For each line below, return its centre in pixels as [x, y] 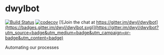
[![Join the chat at [77, 22]
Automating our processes [32, 47]
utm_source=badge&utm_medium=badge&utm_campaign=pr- [68, 32]
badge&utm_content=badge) [34, 38]
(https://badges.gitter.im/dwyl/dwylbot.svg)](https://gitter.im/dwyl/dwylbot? [82, 27]
